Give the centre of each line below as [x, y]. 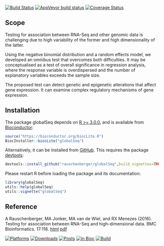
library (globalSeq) [25, 183]
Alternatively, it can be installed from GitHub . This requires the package [77, 150]
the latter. [15, 45]
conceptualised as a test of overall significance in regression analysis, [75, 65]
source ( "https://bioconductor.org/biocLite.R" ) [54, 136]
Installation [22, 111]
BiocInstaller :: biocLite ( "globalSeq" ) [44, 141]
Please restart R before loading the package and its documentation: [73, 174]
